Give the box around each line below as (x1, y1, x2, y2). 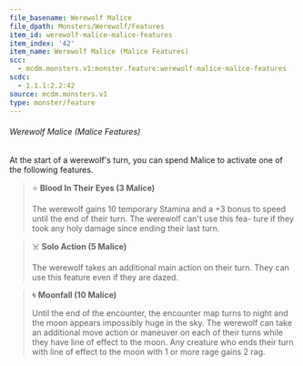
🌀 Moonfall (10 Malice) (31, 289, 117, 300)
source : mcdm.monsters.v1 (9, 89, 107, 98)
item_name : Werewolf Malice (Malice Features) (9, 47, 189, 56)
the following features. (9, 164, 94, 175)
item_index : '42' (9, 38, 76, 48)
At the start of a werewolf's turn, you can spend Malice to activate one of (9, 154, 284, 165)
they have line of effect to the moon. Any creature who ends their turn (31, 336, 294, 347)
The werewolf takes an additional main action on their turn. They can (31, 261, 289, 273)
